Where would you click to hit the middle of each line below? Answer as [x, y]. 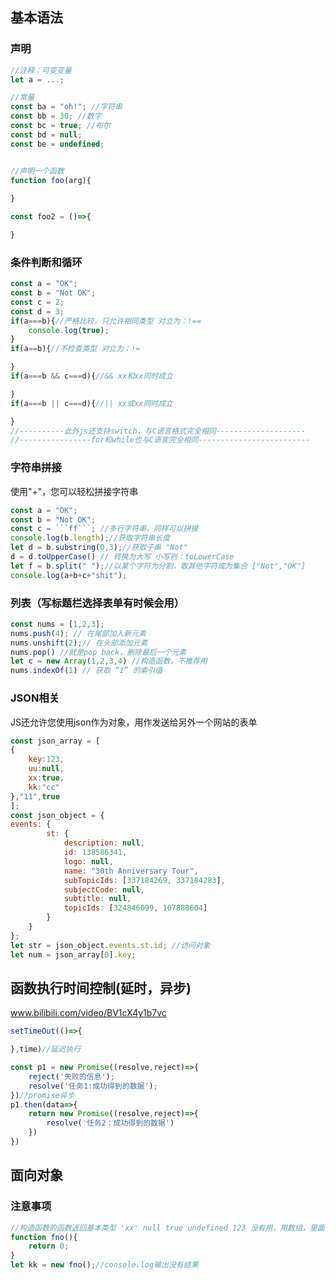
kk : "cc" [44, 787]
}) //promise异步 [42, 1095]
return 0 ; [49, 1246]
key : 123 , [46, 759]
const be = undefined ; [57, 144]
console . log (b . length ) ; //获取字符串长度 [90, 538]
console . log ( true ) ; [69, 330]
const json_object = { [57, 815]
